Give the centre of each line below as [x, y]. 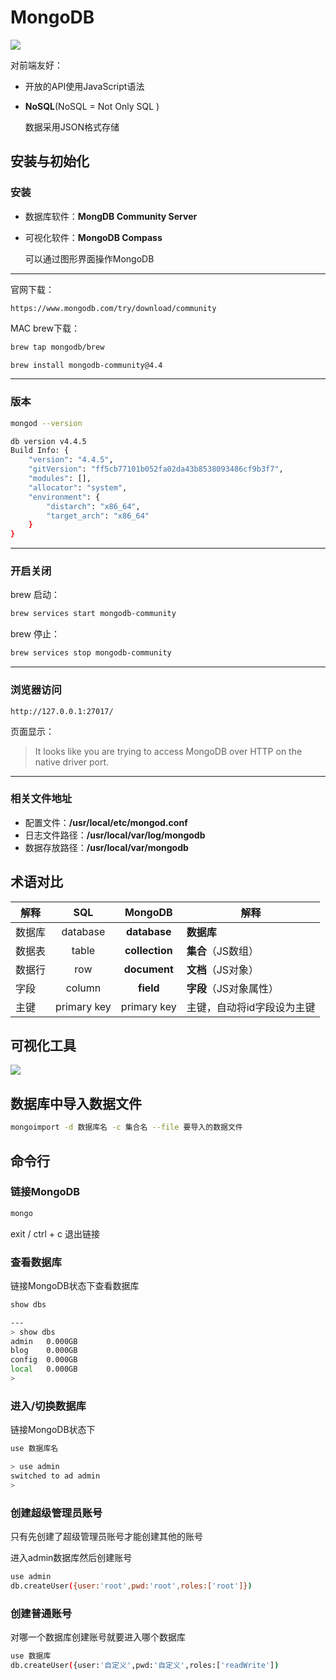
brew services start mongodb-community [93, 614]
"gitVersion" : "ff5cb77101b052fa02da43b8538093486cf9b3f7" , [156, 469]
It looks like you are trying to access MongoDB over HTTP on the [168, 751]
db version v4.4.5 [48, 441]
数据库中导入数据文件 [76, 1103]
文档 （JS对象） [223, 969]
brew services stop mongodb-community [91, 653]
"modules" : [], [60, 479]
